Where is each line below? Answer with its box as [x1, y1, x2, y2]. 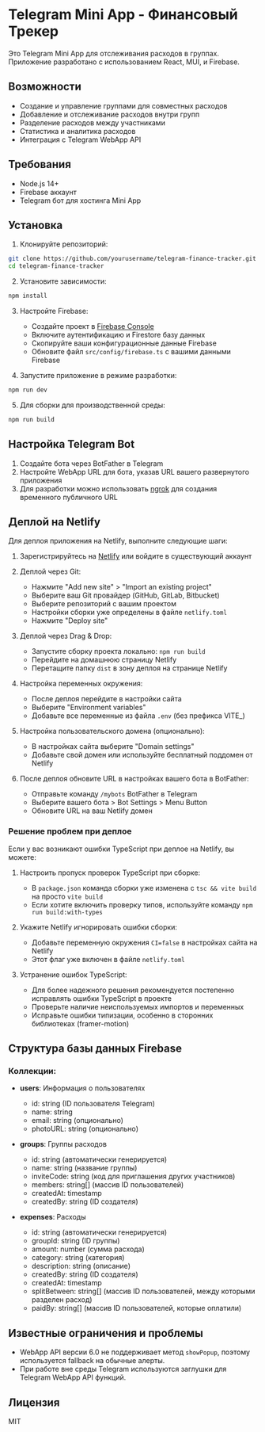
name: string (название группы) [31, 1163, 138, 1173]
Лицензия [8, 1396, 60, 1409]
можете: [8, 852, 37, 861]
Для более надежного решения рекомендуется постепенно [31, 985, 235, 995]
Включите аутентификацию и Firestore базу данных [31, 330, 206, 339]
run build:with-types [31, 908, 103, 916]
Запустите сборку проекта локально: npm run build [31, 647, 206, 656]
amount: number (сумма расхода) [31, 1244, 145, 1254]
